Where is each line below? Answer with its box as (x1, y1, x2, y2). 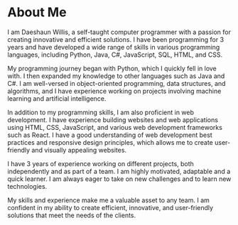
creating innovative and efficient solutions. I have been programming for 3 (7, 35, 225, 43)
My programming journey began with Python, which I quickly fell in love (7, 64, 217, 72)
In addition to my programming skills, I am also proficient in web (7, 108, 194, 116)
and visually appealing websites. (31, 146, 126, 154)
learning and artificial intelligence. (7, 94, 107, 103)
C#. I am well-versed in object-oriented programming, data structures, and (7, 79, 226, 87)
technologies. (7, 182, 48, 190)
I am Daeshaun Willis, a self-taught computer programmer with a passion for (7, 28, 231, 36)
